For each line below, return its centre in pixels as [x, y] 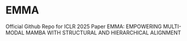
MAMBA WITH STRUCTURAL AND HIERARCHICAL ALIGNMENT [104, 32]
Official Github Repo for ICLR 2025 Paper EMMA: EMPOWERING [84, 26]
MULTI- [172, 26]
